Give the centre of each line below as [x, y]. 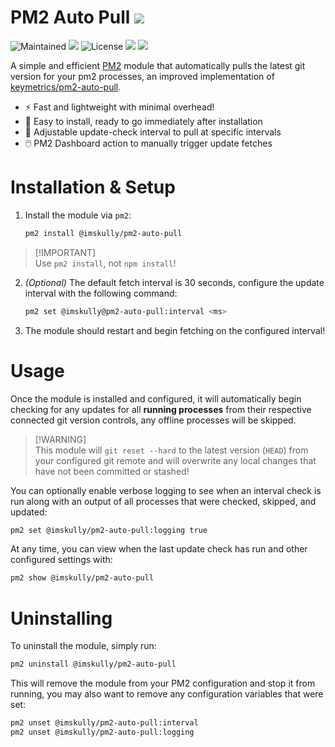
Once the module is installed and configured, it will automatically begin [156, 398]
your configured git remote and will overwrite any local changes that [175, 460]
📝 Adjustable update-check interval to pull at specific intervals [153, 132]
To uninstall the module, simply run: [83, 646]
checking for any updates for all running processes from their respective [161, 409]
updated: [29, 512]
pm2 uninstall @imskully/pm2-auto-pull [93, 664]
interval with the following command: [101, 293]
